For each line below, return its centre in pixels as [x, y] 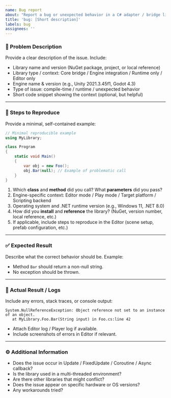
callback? [23, 368]
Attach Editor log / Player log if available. [55, 329]
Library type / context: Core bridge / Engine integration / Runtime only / [87, 73]
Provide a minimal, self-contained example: [51, 124]
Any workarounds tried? [38, 390]
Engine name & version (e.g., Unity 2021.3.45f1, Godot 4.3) [74, 84]
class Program [20, 147]
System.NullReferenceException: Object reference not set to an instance [85, 310]
